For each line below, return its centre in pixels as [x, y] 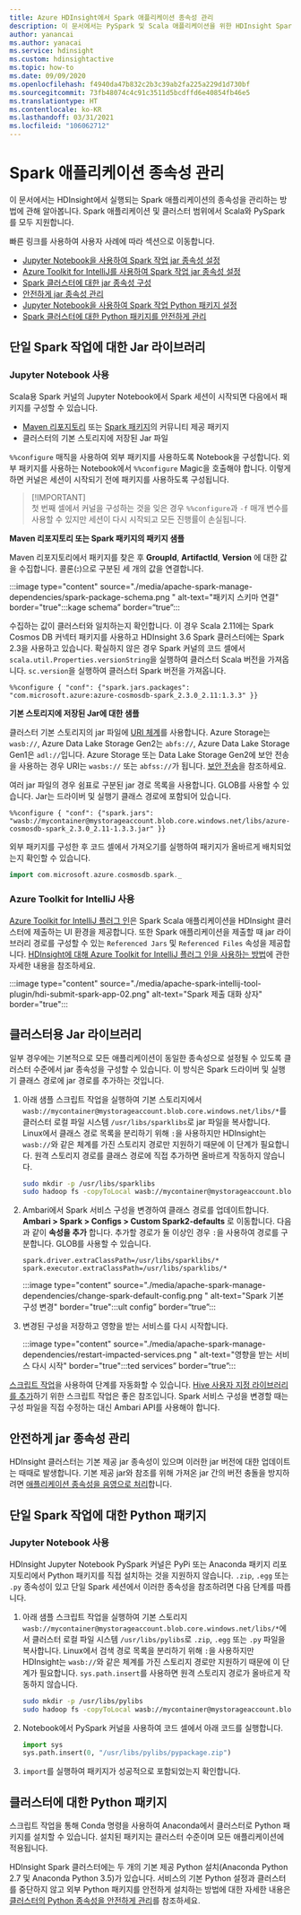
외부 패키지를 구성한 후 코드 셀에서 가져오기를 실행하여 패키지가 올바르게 [135, 846]
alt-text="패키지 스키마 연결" [228, 596]
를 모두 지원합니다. [42, 222]
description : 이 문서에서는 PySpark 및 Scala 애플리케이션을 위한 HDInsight [141, 26]
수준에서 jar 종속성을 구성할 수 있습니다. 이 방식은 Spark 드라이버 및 [151, 1069]
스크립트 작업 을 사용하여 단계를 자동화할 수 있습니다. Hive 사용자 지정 [130, 1385]
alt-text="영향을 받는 [236, 1354]
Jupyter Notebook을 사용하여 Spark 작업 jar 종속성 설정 [121, 260]
